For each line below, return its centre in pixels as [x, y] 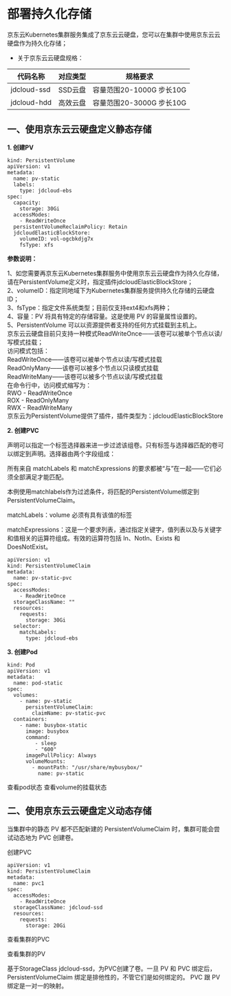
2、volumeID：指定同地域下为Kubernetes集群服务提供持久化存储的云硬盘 [111, 290]
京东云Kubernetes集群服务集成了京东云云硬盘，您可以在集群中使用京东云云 [114, 34]
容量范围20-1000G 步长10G [140, 90]
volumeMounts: [46, 761]
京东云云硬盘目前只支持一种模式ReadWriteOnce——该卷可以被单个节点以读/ [115, 333]
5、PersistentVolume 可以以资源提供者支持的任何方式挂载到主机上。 [104, 325]
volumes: [26, 695]
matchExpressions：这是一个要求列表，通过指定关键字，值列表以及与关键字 [114, 529]
